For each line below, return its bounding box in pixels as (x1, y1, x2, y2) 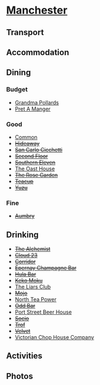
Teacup (14, 178, 34, 185)
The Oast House (14, 165, 55, 172)
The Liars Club (14, 283, 51, 291)
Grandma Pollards (14, 99, 60, 106)
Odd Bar (14, 302, 36, 310)
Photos (6, 371, 33, 381)
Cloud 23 (14, 252, 37, 259)
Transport (6, 27, 44, 37)
